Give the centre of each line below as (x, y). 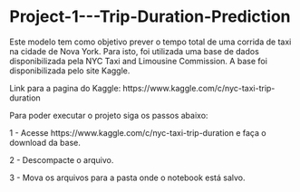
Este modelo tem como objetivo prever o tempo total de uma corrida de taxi (150, 42)
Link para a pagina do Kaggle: (65, 88)
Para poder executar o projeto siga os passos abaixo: (109, 115)
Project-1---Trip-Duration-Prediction (150, 17)
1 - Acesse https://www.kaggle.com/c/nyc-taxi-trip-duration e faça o (138, 132)
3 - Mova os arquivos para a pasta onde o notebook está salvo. (128, 178)
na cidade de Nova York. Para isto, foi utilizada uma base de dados (135, 51)
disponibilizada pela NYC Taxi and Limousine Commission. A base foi (138, 61)
